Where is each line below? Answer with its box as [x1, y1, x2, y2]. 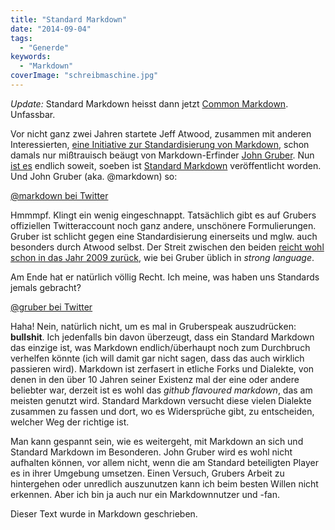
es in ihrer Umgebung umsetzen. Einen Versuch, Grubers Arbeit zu [10, 467, 285, 479]
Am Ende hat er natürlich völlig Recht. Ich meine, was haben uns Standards [10, 271, 320, 283]
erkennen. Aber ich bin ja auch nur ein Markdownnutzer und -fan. [10, 488, 281, 500]
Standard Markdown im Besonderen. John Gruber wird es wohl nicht [10, 446, 293, 458]
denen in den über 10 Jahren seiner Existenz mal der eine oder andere [10, 373, 300, 385]
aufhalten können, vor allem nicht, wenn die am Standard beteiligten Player [10, 456, 319, 468]
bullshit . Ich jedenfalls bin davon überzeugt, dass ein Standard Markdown [10, 331, 315, 343]
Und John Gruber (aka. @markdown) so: [10, 170, 178, 182]
